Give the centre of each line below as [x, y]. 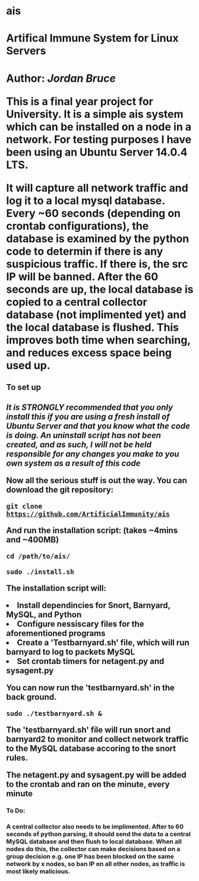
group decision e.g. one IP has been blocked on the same [90, 857]
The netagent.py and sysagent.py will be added [97, 775]
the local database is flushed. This [93, 327]
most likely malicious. [38, 871]
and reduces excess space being [89, 353]
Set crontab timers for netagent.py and [91, 661]
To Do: [16, 811]
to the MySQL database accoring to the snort [91, 749]
